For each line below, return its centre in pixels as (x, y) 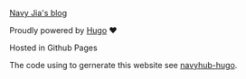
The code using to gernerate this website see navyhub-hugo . (123, 65)
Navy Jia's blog (38, 13)
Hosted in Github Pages (53, 48)
